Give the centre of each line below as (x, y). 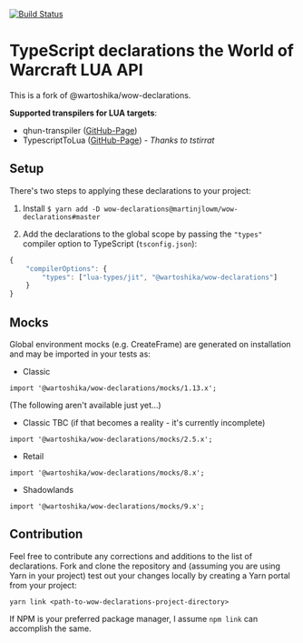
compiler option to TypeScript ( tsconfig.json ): (110, 243)
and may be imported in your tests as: (80, 354)
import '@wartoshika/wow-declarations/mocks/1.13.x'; (113, 388)
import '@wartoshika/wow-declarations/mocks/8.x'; (107, 473)
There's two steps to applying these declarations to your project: (130, 190)
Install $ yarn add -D (61, 208)
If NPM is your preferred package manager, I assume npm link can (134, 618)
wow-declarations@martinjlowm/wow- (171, 209)
